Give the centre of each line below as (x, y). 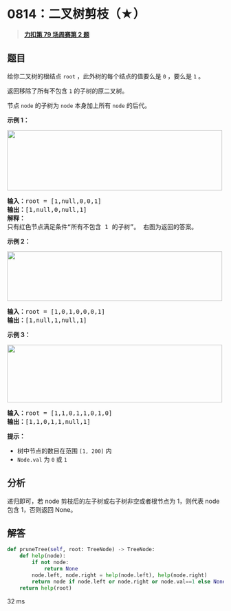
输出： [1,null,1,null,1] (47, 320)
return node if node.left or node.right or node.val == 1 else (121, 581)
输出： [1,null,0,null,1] (47, 210)
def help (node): (43, 556)
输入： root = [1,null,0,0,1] (54, 201)
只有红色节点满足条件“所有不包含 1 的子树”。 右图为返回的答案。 (102, 227)
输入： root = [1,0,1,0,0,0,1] (56, 311)
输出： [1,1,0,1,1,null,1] (49, 421)
